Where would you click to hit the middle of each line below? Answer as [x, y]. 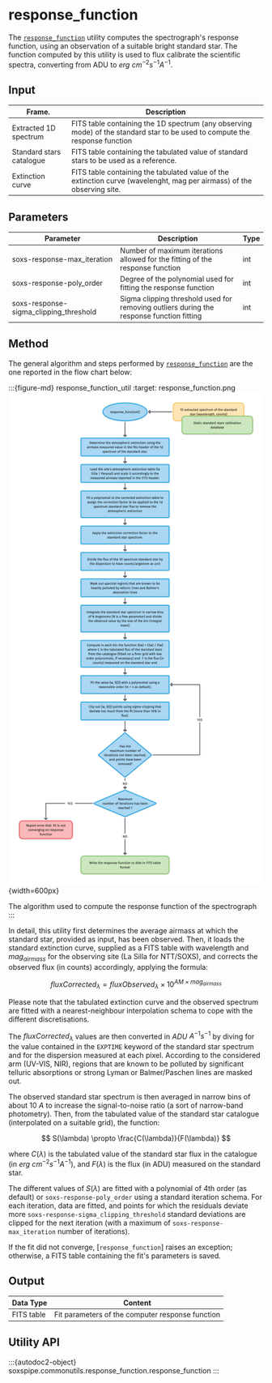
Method [29, 344]
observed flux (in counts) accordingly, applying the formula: [108, 967]
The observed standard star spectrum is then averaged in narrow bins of [130, 1097]
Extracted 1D [34, 128]
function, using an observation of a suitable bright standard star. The [123, 45]
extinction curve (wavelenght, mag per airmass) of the [162, 181]
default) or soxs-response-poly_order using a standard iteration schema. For [136, 1197]
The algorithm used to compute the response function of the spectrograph [133, 907]
